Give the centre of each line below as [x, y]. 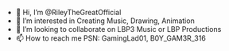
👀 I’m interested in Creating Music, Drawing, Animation [105, 21]
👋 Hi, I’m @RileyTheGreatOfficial [68, 12]
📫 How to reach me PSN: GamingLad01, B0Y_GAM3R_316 [111, 38]
